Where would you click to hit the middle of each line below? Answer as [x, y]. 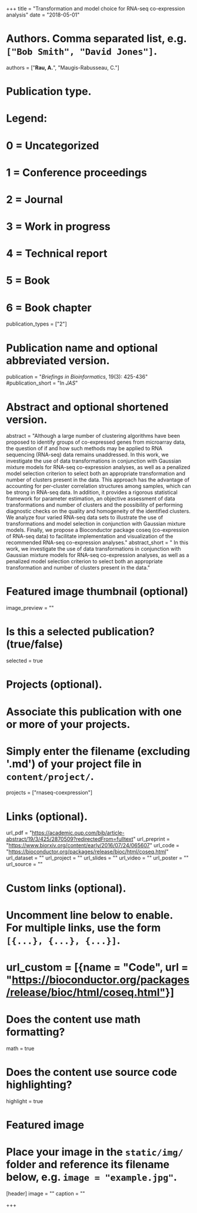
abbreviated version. [58, 360]
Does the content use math [74, 1019]
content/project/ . [50, 776]
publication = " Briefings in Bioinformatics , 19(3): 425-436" [77, 377]
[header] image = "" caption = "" [46, 1194]
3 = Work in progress [58, 227]
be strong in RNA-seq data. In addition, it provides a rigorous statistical [92, 492]
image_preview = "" [30, 608]
